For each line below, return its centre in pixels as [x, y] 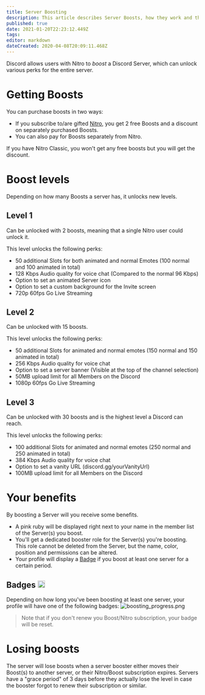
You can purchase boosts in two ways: [55, 111]
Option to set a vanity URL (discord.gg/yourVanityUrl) [82, 467]
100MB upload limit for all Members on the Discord [79, 473]
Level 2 [20, 312]
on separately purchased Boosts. [57, 130]
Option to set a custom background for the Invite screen [85, 286]
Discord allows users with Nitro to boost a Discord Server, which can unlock [102, 63]
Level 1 [20, 215]
